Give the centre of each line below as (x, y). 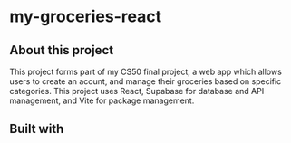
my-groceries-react (85, 17)
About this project (62, 50)
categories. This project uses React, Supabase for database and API (137, 91)
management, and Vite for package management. (102, 100)
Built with (37, 129)
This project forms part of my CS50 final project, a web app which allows (146, 71)
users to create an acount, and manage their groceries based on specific (145, 81)
